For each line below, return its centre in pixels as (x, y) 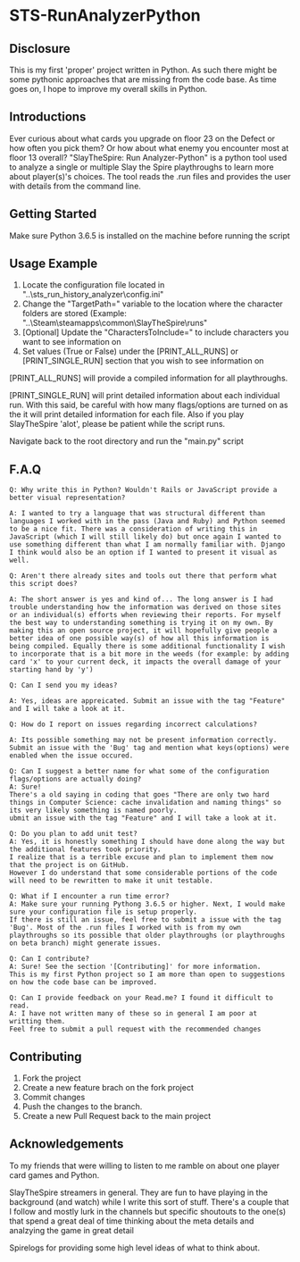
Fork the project (52, 1078)
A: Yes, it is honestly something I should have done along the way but (147, 842)
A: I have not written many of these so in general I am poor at (133, 1014)
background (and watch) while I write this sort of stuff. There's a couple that (149, 1201)
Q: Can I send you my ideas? (63, 685)
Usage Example (54, 264)
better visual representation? (67, 498)
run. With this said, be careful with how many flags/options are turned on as (149, 405)
